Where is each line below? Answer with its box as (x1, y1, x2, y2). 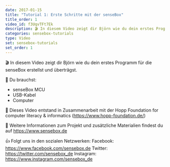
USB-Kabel (12, 92, 37, 98)
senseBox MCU (12, 86, 46, 92)
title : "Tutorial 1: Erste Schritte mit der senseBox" (5, 12, 124, 17)
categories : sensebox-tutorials (5, 31, 74, 36)
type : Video (5, 36, 30, 41)
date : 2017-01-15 (5, 7, 42, 13)
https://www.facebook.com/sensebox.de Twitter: (5, 145, 108, 151)
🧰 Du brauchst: (5, 77, 37, 83)
